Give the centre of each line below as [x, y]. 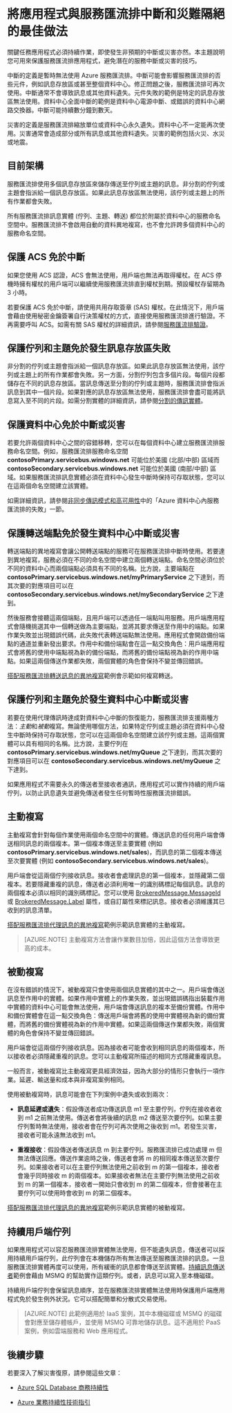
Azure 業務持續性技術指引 [54, 1403]
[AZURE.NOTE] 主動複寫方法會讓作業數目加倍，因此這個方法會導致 [119, 939]
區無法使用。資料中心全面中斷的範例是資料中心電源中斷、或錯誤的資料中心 [113, 101]
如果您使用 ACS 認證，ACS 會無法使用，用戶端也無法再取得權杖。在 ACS [110, 275]
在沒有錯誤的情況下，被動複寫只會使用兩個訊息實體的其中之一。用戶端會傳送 [116, 990]
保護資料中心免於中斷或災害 [66, 425]
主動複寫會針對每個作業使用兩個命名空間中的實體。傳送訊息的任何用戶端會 [113, 835]
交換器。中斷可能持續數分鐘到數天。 [64, 110]
